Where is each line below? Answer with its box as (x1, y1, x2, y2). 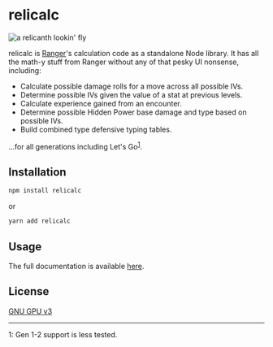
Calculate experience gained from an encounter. (19, 98, 182, 108)
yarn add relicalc (8, 217, 71, 225)
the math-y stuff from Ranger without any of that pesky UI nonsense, (8, 57, 240, 67)
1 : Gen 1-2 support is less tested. (8, 329, 118, 339)
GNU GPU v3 (8, 306, 53, 316)
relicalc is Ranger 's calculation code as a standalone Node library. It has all (8, 48, 259, 58)
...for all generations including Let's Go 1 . (8, 140, 143, 151)
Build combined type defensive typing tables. (19, 124, 172, 134)
